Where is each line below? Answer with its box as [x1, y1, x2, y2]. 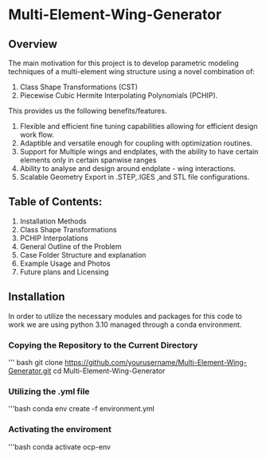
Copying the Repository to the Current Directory [8, 340, 198, 351]
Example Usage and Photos [19, 259, 111, 268]
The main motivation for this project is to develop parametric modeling [8, 58, 239, 68]
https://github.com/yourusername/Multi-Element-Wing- [65, 357, 247, 367]
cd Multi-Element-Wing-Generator [53, 366, 166, 375]
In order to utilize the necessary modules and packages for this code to [8, 311, 243, 321]
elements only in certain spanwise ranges [19, 155, 157, 165]
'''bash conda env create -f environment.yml [8, 404, 155, 414]
